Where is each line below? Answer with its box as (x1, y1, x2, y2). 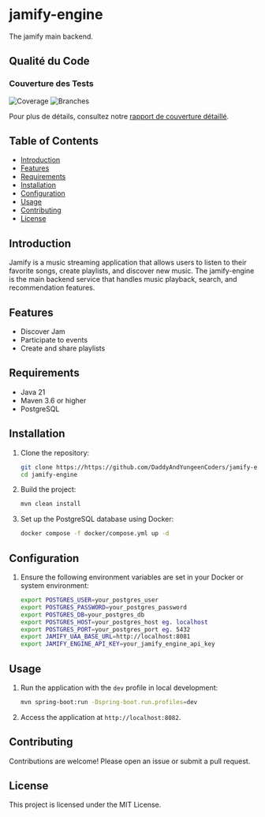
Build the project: (20, 485, 77, 494)
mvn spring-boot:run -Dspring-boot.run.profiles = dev (20, 698, 198, 706)
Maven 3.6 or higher (20, 395, 87, 405)
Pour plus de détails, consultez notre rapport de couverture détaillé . (9, 111, 230, 121)
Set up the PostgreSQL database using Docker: (20, 515, 174, 524)
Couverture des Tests (9, 78, 94, 89)
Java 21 (20, 387, 46, 396)
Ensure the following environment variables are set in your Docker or (20, 572, 244, 582)
